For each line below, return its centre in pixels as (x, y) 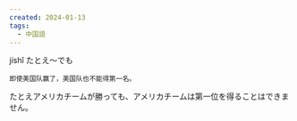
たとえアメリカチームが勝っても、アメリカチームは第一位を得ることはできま (149, 97)
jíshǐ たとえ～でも (41, 60)
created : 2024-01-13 (48, 17)
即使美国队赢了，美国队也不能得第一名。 (72, 79)
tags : (19, 26)
